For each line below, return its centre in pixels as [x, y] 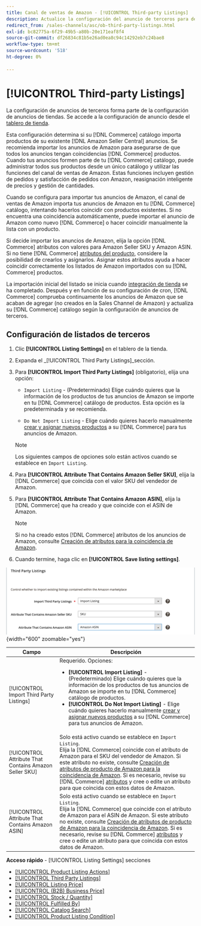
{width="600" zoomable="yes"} [46, 638]
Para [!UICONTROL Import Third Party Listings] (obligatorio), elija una [102, 372]
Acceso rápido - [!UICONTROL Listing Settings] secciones [78, 860]
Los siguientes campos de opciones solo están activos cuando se [96, 457]
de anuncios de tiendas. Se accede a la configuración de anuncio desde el [98, 116]
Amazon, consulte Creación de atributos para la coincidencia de [94, 541]
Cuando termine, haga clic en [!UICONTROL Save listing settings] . [98, 559]
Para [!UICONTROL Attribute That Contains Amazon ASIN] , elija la [98, 499]
